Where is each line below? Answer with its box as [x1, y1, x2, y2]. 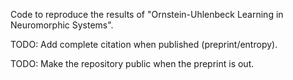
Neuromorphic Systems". [10, 19, 114, 31]
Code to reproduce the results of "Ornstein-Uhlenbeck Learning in [10, 9, 284, 20]
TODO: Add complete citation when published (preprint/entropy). [10, 39, 278, 50]
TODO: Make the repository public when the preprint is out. [10, 58, 255, 69]
